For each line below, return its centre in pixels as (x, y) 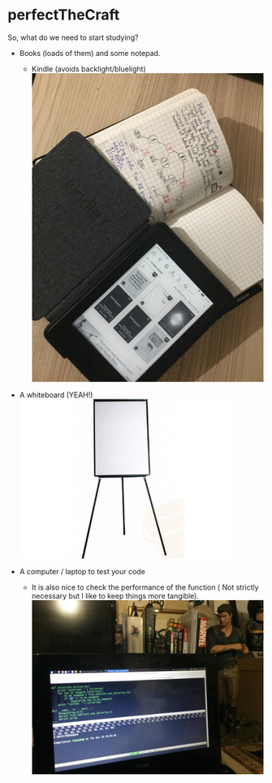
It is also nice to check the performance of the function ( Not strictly (145, 587)
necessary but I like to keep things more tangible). (115, 596)
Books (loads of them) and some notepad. (90, 53)
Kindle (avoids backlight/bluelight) (89, 69)
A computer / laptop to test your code (82, 572)
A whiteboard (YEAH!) (56, 395)
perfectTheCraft (64, 15)
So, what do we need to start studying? (73, 37)
